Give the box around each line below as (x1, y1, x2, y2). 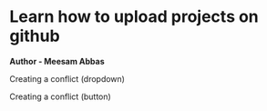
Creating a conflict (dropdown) (9, 73, 126, 84)
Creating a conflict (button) (9, 91, 111, 102)
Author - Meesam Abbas (9, 55, 105, 66)
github (9, 25, 61, 46)
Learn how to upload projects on (9, 6, 260, 27)
